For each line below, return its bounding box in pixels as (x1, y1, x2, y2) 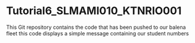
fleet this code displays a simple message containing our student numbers (6, 29, 189, 37)
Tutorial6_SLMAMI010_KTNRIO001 (6, 4, 182, 18)
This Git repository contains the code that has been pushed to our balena (6, 24, 186, 31)
